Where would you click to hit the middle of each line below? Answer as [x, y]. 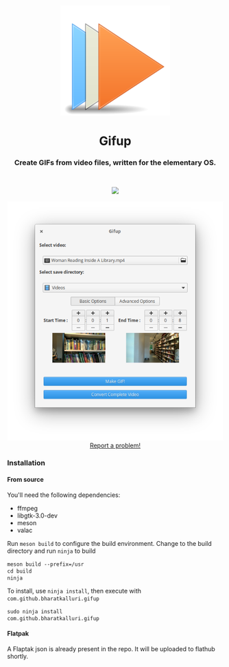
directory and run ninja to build [51, 551]
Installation [26, 463]
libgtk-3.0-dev [37, 516]
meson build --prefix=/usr [46, 564]
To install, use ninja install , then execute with [74, 591]
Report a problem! [115, 445]
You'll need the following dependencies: [64, 495]
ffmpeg [27, 508]
